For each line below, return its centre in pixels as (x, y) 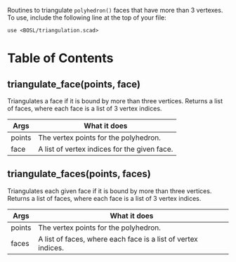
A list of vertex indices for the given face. (106, 149)
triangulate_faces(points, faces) (79, 174)
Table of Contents (60, 58)
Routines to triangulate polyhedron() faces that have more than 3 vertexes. (115, 10)
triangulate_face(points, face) (74, 84)
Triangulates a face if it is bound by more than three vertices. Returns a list (115, 101)
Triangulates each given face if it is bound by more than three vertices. (110, 191)
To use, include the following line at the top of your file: (87, 18)
